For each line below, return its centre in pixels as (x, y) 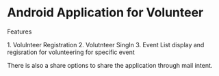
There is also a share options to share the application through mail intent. (110, 65)
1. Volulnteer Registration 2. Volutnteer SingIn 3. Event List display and (106, 45)
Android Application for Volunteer (105, 13)
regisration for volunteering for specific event (71, 52)
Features (20, 31)
